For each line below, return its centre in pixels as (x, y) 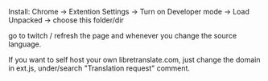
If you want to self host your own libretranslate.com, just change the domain (134, 60)
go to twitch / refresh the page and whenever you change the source (123, 36)
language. (25, 44)
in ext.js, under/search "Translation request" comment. (99, 68)
